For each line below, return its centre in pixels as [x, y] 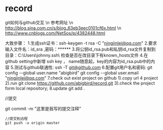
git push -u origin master [32, 123]
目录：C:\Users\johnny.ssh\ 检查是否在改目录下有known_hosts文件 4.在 [77, 55]
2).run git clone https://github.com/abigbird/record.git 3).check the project [80, 83]
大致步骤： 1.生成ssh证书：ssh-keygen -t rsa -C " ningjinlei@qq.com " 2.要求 [81, 43]
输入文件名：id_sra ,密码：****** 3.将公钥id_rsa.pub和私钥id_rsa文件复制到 [81, 49]
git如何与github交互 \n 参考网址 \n [39, 22]
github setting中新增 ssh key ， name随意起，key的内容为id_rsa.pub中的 [78, 61]
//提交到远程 [16, 119]
